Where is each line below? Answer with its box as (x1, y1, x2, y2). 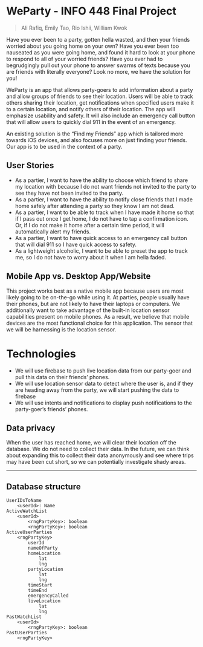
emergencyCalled (28, 593, 69, 599)
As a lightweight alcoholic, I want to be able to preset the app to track (14, 247, 188, 255)
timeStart (28, 582, 53, 588)
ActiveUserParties (6, 529, 53, 536)
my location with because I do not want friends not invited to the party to (14, 183, 196, 190)
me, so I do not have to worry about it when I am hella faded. (14, 253, 167, 261)
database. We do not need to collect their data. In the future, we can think (6, 446, 190, 453)
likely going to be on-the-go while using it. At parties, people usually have (6, 293, 190, 301)
